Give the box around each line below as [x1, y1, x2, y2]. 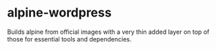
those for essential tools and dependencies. [7, 35, 132, 43]
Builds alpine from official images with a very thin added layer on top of [7, 28, 210, 36]
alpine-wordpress [7, 5, 112, 21]
